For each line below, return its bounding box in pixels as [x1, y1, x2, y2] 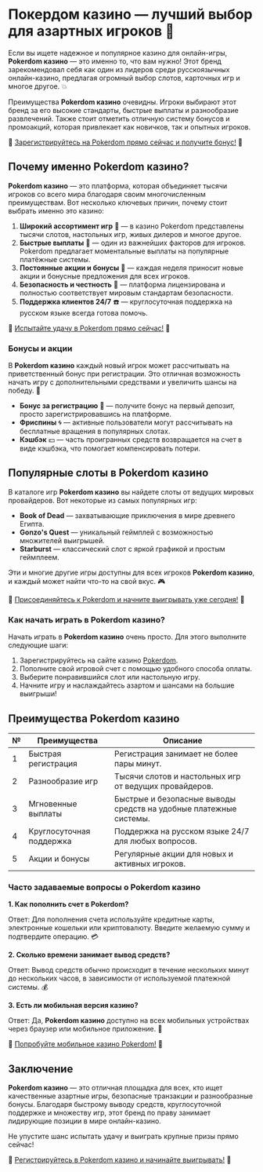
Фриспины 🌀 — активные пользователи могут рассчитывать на [19, 418, 233, 427]
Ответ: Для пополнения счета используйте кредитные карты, [8, 915, 215, 924]
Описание [163, 735, 203, 746]
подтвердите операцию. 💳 [8, 932, 99, 941]
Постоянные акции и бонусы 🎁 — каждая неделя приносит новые [19, 263, 244, 272]
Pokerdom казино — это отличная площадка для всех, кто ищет [8, 1083, 223, 1093]
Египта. [19, 519, 45, 528]
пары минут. [114, 758, 162, 769]
